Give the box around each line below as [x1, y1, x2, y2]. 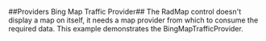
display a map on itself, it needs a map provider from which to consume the [8, 15, 259, 25]
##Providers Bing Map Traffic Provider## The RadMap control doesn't [8, 7, 242, 16]
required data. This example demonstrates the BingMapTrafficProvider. [8, 24, 243, 33]
